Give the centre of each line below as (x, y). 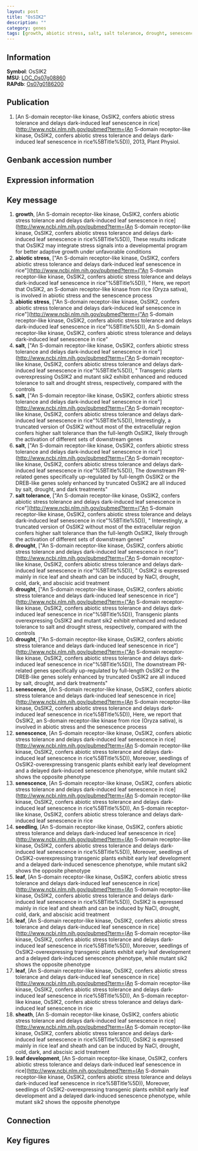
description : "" (26, 22)
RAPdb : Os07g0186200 (35, 84)
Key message (32, 200)
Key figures (28, 1141)
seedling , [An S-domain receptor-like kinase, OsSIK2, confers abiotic (99, 827)
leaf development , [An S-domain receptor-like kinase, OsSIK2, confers (101, 1058)
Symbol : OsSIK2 (27, 71)
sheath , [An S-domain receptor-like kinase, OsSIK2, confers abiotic (97, 1014)
